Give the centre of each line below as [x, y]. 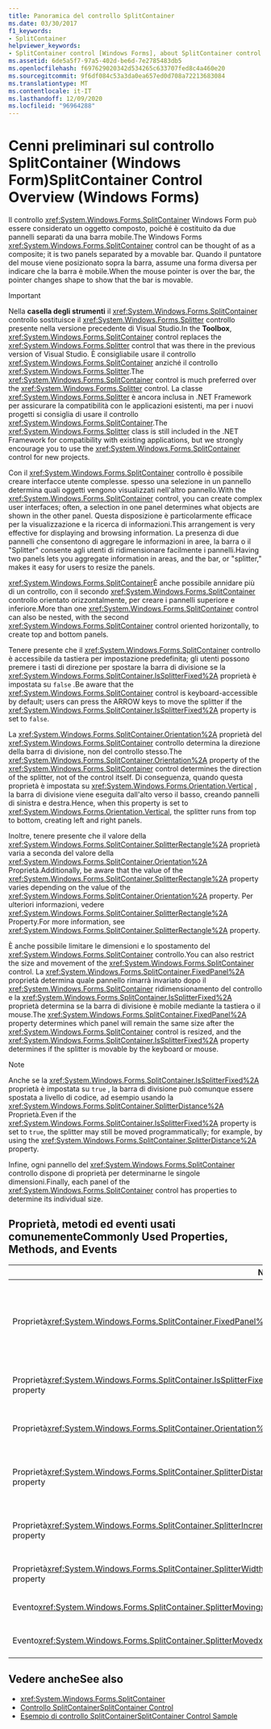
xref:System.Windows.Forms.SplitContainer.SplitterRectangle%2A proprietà [134, 844]
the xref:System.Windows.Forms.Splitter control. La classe [106, 389]
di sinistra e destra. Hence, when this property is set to [98, 803]
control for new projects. [49, 457]
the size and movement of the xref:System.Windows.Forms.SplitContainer [131, 963]
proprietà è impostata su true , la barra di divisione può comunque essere [131, 1089]
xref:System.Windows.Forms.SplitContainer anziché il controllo [113, 363]
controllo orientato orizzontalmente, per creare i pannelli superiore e [122, 600]
